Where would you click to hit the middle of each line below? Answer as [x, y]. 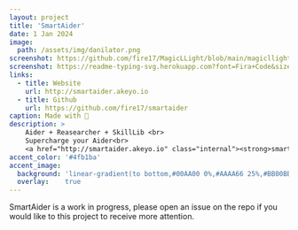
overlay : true [49, 182]
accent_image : [35, 165]
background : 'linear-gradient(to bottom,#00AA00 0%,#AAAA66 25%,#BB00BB [154, 173]
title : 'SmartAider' [47, 26]
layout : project [39, 17]
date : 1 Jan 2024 [41, 34]
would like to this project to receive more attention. [102, 217]
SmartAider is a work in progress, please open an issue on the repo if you [143, 207]
